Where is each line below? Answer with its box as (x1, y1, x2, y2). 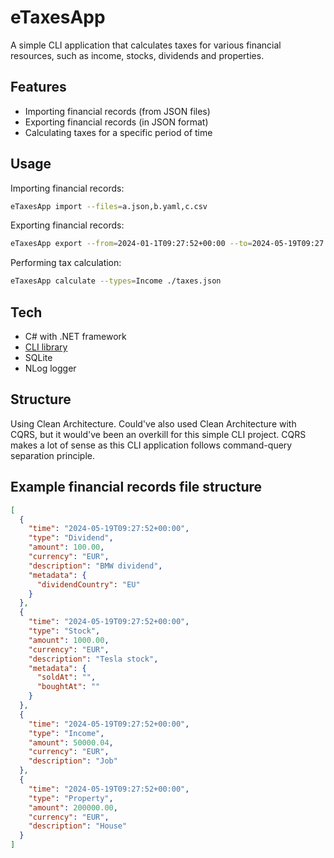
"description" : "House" (28, 821, 128, 831)
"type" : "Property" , (28, 793, 114, 803)
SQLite (24, 352, 53, 363)
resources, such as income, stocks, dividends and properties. (10, 49, 265, 61)
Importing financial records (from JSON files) (24, 105, 211, 117)
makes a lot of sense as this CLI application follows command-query (10, 439, 293, 451)
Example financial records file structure (10, 479, 263, 496)
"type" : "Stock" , (28, 626, 101, 636)
